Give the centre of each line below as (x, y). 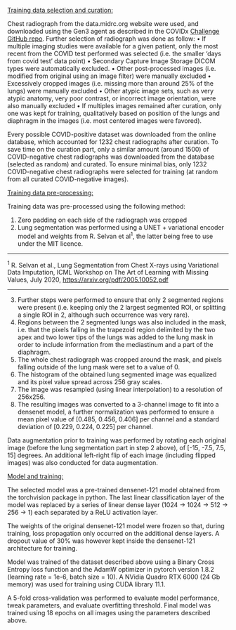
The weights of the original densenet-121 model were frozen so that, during (116, 526)
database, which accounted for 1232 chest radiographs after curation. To (113, 142)
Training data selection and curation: (60, 10)
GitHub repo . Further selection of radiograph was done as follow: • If (107, 39)
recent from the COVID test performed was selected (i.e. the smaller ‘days (114, 53)
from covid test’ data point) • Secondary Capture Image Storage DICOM (111, 61)
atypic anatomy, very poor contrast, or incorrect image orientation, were (112, 98)
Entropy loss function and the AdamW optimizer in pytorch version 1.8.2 (111, 570)
